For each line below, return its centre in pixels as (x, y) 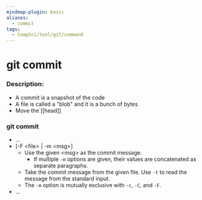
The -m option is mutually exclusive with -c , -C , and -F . (93, 185)
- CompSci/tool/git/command (48, 35)
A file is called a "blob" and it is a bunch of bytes (77, 104)
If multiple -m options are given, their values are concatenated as (115, 159)
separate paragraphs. (61, 165)
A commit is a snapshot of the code (60, 97)
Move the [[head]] (38, 110)
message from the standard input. (67, 179)
